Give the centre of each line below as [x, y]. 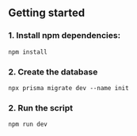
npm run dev [28, 125]
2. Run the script [41, 108]
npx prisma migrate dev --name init [68, 88]
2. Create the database [53, 72]
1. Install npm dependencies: [65, 36]
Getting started [47, 13]
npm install [28, 52]
